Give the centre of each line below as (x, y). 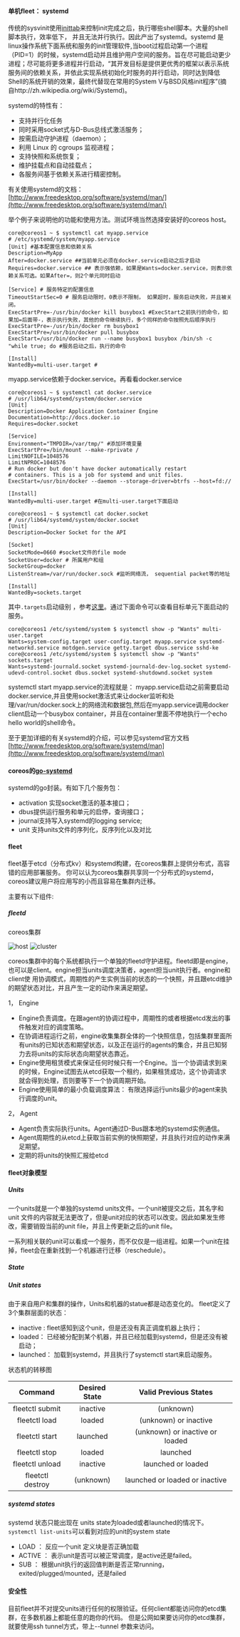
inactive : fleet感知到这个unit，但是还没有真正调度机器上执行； (110, 1328)
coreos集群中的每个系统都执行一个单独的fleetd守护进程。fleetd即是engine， (120, 961)
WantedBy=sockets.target (45, 593)
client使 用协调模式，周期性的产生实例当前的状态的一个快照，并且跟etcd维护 (120, 979)
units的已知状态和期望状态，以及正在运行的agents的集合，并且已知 (123, 1045)
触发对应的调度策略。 (56, 1027)
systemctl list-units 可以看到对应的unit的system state (89, 1531)
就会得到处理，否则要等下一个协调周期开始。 (84, 1080)
